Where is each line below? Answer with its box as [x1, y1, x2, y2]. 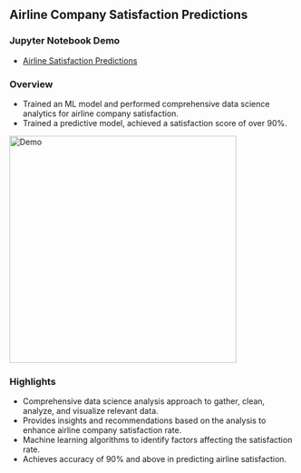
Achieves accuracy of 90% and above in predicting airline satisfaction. [22, 454, 287, 465]
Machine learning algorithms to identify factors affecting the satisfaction [22, 435, 293, 446]
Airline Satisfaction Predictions [22, 54, 138, 66]
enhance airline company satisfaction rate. [22, 425, 182, 436]
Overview [9, 77, 53, 90]
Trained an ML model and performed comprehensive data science [22, 98, 270, 109]
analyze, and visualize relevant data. [22, 406, 159, 417]
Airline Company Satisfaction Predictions [9, 7, 248, 23]
